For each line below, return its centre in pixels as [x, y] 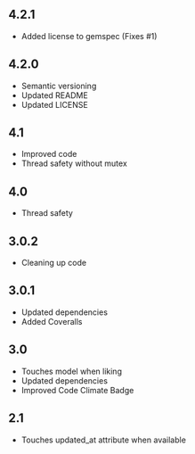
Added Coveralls [52, 321]
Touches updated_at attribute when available [103, 440]
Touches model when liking [71, 371]
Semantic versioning [59, 86]
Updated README [54, 95]
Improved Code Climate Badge [77, 390]
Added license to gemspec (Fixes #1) [89, 36]
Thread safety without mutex [74, 163]
